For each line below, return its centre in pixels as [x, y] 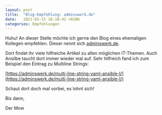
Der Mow [15, 108]
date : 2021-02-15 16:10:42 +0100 [43, 19]
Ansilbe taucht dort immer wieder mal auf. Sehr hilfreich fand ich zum [77, 59]
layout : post [19, 10]
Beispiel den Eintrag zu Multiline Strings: [47, 64]
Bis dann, [15, 98]
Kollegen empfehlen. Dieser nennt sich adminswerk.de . [62, 44]
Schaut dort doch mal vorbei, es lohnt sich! [50, 89]
